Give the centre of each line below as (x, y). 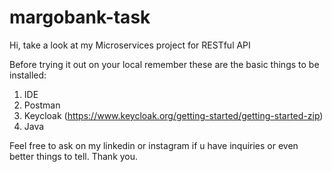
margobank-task (80, 17)
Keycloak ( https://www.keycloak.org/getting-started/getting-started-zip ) (173, 115)
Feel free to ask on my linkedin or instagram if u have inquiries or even (154, 145)
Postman (42, 105)
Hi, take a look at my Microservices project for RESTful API (130, 45)
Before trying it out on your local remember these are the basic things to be (164, 64)
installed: (28, 75)
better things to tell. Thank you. (74, 156)
